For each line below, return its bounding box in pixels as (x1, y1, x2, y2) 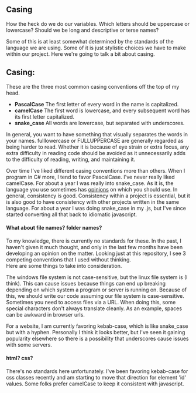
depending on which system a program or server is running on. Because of (6, 286, 187, 293)
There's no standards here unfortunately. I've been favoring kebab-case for (6, 368, 188, 375)
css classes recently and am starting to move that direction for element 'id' (6, 374, 187, 381)
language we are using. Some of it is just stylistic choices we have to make (6, 44, 186, 51)
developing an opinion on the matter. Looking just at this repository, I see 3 (6, 250, 186, 257)
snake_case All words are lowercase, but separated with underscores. (14, 119, 185, 126)
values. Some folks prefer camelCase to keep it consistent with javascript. (6, 380, 184, 387)
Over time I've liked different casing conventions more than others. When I (6, 167, 185, 174)
